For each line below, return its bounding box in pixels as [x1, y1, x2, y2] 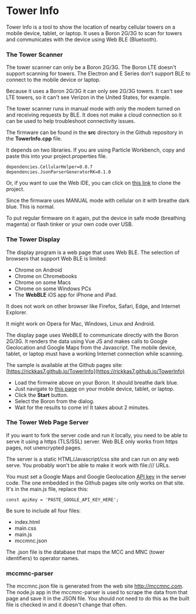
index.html [14, 518, 40, 525]
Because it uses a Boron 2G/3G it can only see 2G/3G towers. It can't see [6, 88, 183, 95]
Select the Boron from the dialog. [14, 397, 95, 404]
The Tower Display [6, 235, 60, 243]
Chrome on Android [14, 266, 63, 273]
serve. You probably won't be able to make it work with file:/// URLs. [6, 461, 171, 469]
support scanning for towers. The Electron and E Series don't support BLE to [6, 70, 191, 77]
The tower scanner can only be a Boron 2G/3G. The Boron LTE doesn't [6, 64, 177, 71]
